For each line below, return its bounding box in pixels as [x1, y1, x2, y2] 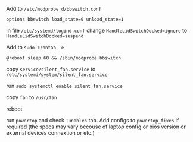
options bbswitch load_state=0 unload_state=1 [6, 17, 124, 23]
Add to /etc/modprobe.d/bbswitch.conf [6, 5, 102, 12]
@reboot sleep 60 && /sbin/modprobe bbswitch [6, 55, 121, 61]
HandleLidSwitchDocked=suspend [6, 33, 84, 39]
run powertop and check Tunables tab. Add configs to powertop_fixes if [6, 117, 179, 124]
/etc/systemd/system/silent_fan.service [6, 72, 108, 78]
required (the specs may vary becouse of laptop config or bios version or [6, 123, 186, 130]
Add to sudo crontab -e [6, 44, 64, 51]
